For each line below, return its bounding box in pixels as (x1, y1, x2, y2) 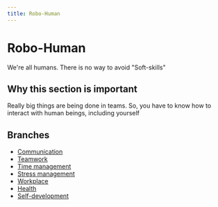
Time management (17, 163, 72, 171)
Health (17, 185, 37, 193)
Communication (17, 147, 63, 156)
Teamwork (17, 155, 48, 163)
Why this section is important (7, 83, 137, 94)
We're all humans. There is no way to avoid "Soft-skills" (7, 63, 166, 72)
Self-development (17, 192, 69, 200)
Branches (7, 129, 50, 141)
